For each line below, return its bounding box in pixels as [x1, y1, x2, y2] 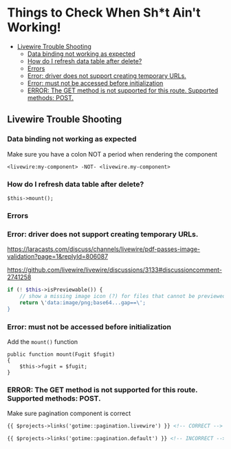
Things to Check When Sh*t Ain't [7, 5, 201, 21]
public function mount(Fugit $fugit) [7, 350, 115, 358]
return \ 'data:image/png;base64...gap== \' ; [19, 299, 146, 306]
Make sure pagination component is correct [7, 409, 131, 418]
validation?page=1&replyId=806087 [7, 252, 109, 261]
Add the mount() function [7, 337, 78, 346]
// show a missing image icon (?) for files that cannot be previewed [19, 293, 226, 300]
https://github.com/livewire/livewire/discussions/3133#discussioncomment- [7, 266, 222, 274]
